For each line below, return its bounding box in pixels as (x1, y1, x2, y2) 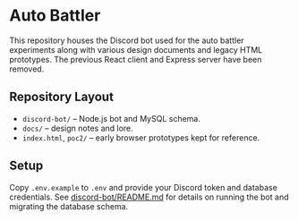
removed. (9, 64, 45, 74)
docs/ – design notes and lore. (21, 123, 134, 133)
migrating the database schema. (9, 200, 129, 211)
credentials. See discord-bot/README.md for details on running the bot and (9, 191, 289, 202)
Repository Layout (9, 89, 115, 105)
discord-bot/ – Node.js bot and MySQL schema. (21, 113, 201, 123)
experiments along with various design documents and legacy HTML (9, 44, 263, 55)
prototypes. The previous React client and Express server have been (9, 54, 262, 64)
